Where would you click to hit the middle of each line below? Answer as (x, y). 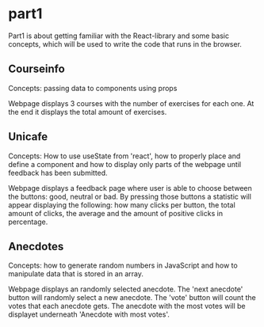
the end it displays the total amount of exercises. (88, 112)
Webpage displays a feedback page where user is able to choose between (130, 188)
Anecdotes (36, 246)
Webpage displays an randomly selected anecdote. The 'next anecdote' (126, 289)
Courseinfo (36, 69)
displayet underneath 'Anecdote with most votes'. (89, 314)
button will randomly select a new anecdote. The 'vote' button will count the (132, 298)
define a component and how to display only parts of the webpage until (125, 164)
